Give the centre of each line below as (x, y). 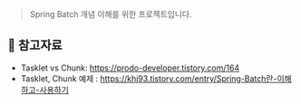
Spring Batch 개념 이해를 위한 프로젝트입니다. (111, 14)
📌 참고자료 (35, 46)
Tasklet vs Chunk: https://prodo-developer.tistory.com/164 (130, 68)
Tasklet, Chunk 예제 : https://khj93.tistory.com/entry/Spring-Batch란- (149, 78)
